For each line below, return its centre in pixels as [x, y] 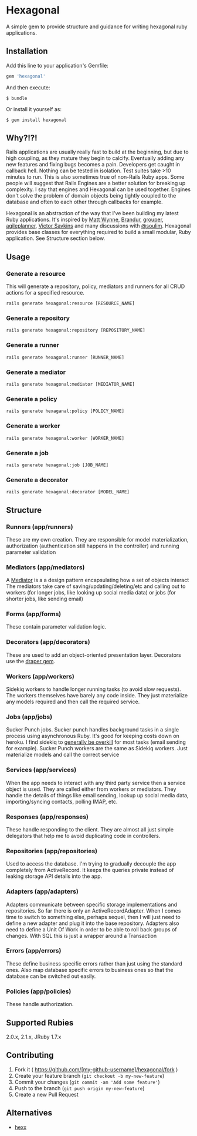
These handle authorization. [40, 1004]
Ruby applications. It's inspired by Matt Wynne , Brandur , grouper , [85, 220]
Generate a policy [32, 399]
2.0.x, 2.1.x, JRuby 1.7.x [34, 1037]
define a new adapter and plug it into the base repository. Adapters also [93, 923]
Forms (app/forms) [34, 614]
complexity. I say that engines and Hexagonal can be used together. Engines [98, 189]
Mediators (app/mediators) [45, 567]
